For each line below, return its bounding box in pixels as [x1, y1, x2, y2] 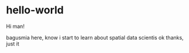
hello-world [6, 3, 64, 17]
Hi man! [6, 23, 25, 30]
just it [6, 40, 19, 47]
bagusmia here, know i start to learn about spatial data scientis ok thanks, [6, 34, 184, 41]
